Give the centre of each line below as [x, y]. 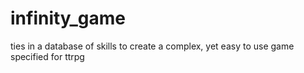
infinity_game [68, 18]
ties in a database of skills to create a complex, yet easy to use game [152, 46]
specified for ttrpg [47, 56]
